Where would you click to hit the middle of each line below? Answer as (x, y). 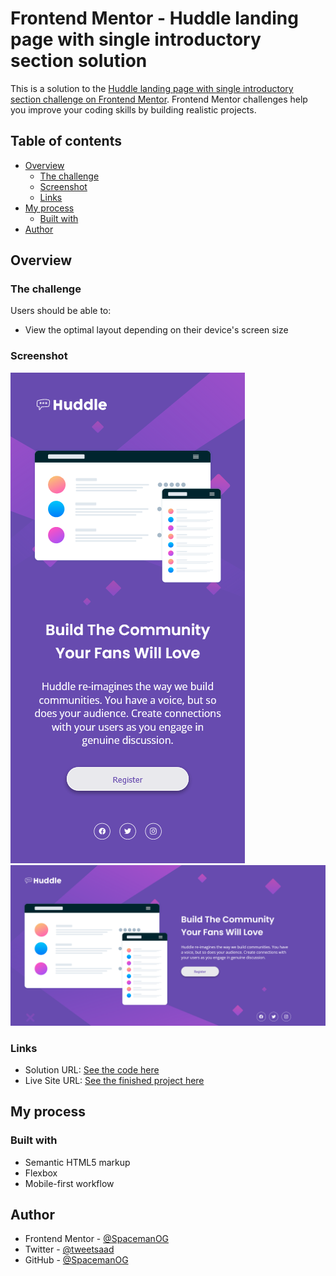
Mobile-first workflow (69, 1183)
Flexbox (41, 1173)
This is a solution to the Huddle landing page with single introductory (152, 88)
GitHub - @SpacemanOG (76, 1260)
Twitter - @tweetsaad (69, 1249)
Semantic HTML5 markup (77, 1162)
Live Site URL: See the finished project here (114, 1080)
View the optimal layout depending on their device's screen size (156, 330)
